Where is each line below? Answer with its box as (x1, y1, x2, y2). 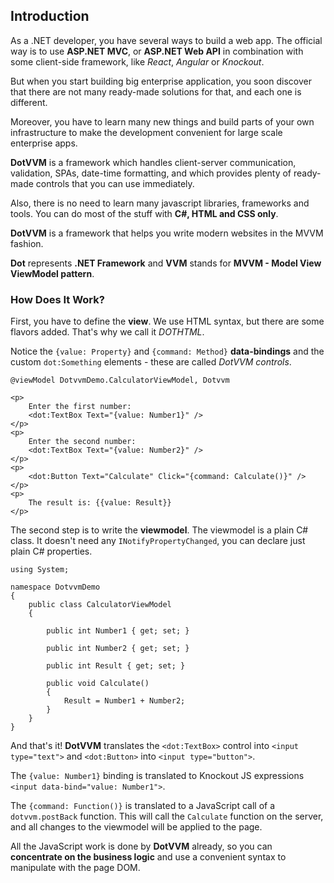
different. (10, 96, 48, 108)
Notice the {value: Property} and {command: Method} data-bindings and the (10, 345, 325, 358)
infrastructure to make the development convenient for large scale (10, 126, 283, 138)
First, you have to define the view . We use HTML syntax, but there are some (10, 315, 325, 328)
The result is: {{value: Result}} (28, 498, 172, 508)
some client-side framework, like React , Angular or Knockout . (10, 55, 265, 68)
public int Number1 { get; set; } (46, 626, 190, 636)
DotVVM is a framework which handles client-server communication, (10, 156, 297, 168)
